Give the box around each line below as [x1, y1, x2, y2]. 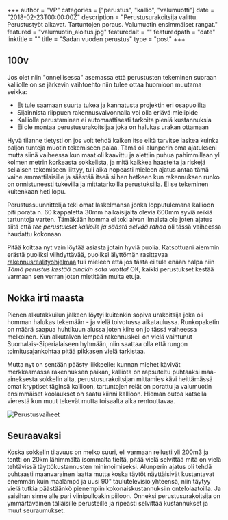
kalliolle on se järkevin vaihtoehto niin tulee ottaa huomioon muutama [7, 80, 202, 89]
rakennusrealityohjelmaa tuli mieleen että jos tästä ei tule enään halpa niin [7, 258, 215, 266]
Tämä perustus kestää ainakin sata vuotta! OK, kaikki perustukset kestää [7, 264, 214, 273]
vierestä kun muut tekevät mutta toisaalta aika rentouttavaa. [7, 396, 176, 405]
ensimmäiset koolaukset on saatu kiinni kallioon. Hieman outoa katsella [7, 389, 207, 398]
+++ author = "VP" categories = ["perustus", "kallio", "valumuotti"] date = [7, 6, 214, 14]
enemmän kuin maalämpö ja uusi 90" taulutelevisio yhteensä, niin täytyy [7, 477, 211, 486]
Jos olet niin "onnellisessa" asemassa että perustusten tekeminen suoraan [7, 73, 217, 81]
